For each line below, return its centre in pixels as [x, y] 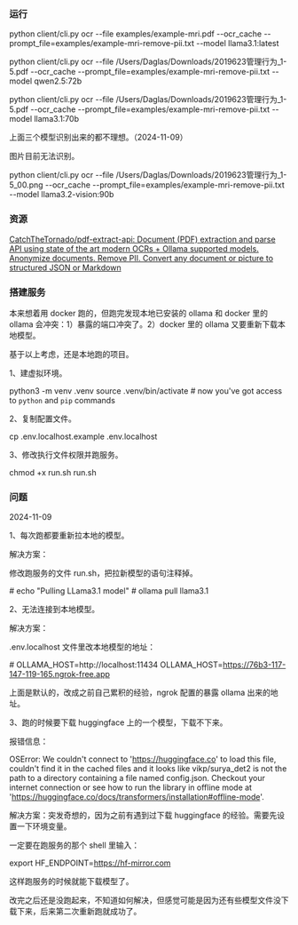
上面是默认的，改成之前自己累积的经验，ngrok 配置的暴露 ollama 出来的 [140, 693]
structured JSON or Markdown [65, 267]
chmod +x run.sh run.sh [53, 472]
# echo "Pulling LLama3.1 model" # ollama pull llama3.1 [109, 591]
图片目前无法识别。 [44, 156]
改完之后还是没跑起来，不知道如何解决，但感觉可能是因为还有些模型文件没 [145, 900]
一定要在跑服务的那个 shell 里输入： [74, 845]
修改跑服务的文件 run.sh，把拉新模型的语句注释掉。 [103, 573]
